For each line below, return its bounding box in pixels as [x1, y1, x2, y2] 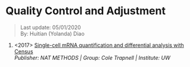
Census [14, 47, 33, 55]
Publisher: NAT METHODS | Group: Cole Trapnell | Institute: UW [14, 54, 171, 61]
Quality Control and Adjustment [5, 4, 166, 18]
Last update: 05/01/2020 [20, 24, 81, 31]
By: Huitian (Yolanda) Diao [20, 30, 85, 37]
